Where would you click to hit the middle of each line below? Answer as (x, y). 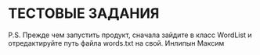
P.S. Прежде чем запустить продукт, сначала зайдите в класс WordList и (130, 35)
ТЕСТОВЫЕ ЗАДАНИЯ (84, 14)
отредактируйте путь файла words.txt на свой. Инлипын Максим (116, 43)
